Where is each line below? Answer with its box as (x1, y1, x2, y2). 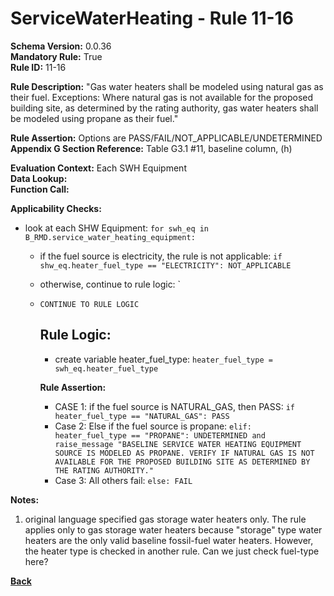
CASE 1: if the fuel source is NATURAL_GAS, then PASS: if (54, 400, 296, 412)
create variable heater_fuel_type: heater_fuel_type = (54, 353, 273, 365)
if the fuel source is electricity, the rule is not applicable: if (39, 250, 283, 262)
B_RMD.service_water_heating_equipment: (24, 232, 196, 242)
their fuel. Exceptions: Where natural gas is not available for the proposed (10, 91, 314, 103)
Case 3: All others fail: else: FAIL (54, 474, 193, 486)
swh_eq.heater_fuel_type (54, 363, 159, 374)
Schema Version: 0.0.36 (10, 40, 112, 52)
